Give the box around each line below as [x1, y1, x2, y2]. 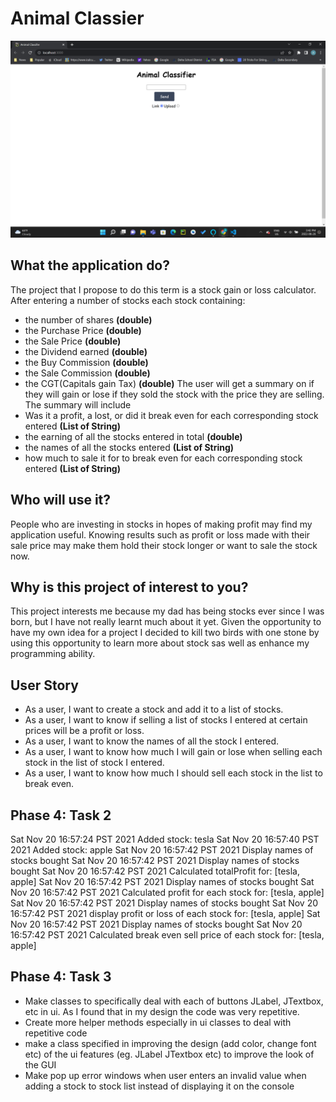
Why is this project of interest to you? [10, 578, 249, 596]
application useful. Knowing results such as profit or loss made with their [10, 528, 311, 541]
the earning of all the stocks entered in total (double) [24, 430, 243, 442]
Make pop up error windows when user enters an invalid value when [24, 1069, 307, 1081]
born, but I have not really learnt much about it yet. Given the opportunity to [10, 616, 322, 628]
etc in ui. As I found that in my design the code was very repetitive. [24, 1005, 300, 1017]
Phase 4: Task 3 [10, 968, 112, 986]
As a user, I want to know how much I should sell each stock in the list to [24, 767, 323, 779]
